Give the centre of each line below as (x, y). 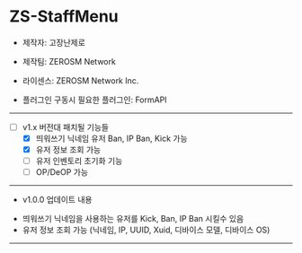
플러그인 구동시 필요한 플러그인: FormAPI (95, 100)
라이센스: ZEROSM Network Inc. (80, 80)
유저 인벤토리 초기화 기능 (79, 161)
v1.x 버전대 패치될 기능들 (66, 126)
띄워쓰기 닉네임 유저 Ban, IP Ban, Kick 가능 (111, 138)
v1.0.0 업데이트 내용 (57, 200)
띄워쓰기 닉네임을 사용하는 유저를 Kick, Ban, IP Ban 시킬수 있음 (133, 219)
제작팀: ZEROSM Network (69, 61)
